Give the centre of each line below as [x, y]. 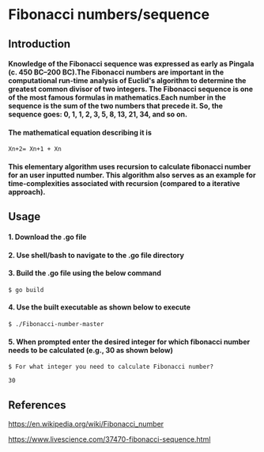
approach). [27, 192]
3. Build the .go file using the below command [85, 273]
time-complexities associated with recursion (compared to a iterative [124, 183]
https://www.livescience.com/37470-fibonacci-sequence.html [109, 439]
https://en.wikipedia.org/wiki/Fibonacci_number [86, 424]
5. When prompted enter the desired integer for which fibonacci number [129, 341]
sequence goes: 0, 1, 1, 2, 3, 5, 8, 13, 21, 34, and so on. [98, 114]
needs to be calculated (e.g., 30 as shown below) [91, 350]
